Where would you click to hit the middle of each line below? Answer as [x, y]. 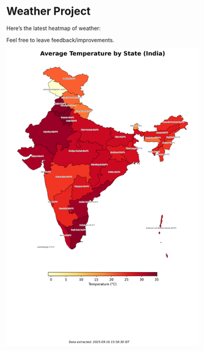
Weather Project [49, 11]
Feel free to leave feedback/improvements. [60, 40]
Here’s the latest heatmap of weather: [53, 28]
